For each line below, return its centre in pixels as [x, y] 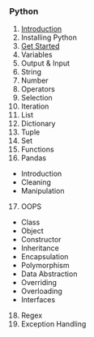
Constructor [41, 240]
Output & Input [45, 63]
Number [34, 81]
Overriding [39, 283]
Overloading [42, 291]
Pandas [34, 158]
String [31, 72]
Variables [36, 55]
